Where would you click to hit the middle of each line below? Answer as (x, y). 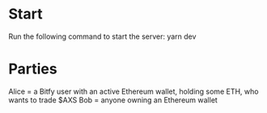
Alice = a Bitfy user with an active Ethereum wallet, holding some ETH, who (133, 91)
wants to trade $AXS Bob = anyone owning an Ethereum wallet (113, 100)
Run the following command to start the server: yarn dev (102, 36)
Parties (33, 69)
